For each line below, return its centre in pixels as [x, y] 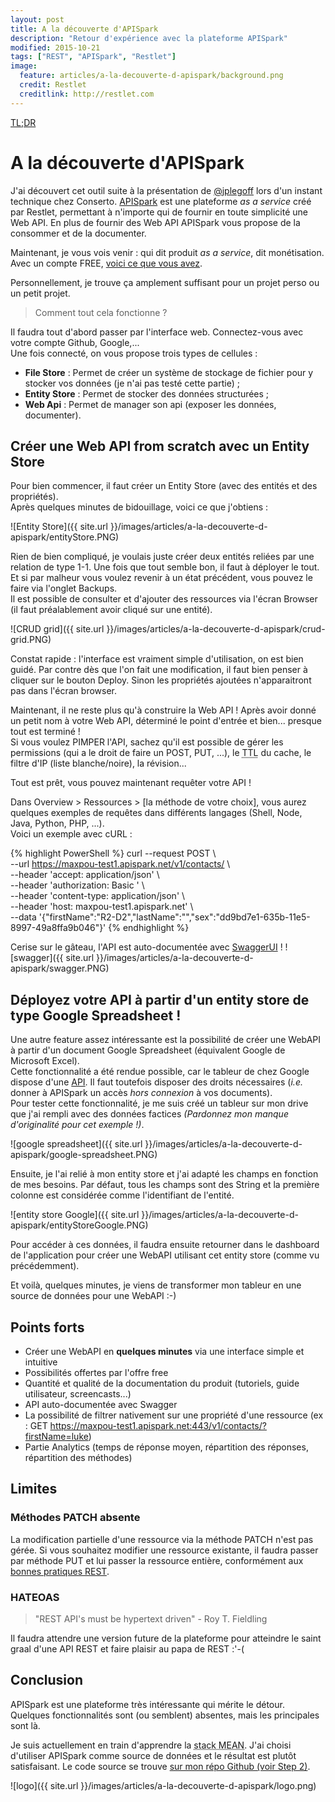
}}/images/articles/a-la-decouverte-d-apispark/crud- [216, 629]
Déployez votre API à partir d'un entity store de [160, 999]
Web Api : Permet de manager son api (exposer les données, [150, 404]
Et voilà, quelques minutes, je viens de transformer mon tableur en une [156, 1285]
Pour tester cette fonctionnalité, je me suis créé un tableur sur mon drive [159, 1103]
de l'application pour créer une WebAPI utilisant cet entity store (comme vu [165, 1255]
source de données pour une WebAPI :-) [93, 1296]
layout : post [37, 19]
